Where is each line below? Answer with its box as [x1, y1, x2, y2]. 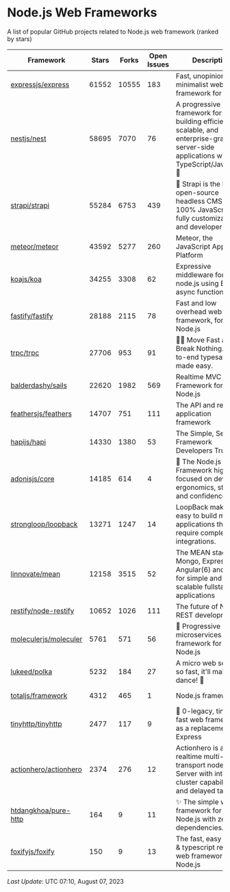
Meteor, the [175, 233, 214, 243]
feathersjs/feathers [10, 409, 72, 418]
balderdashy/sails [10, 381, 67, 390]
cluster [175, 777, 199, 786]
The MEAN [175, 547, 211, 557]
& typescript [175, 842, 216, 852]
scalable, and [175, 125, 219, 134]
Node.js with [175, 814, 216, 823]
